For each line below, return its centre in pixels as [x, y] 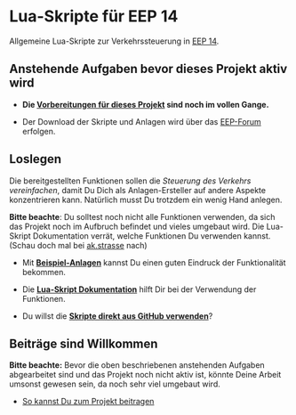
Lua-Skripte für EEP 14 [94, 16]
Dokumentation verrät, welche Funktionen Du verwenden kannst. [152, 236]
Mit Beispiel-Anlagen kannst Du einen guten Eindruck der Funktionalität [154, 262]
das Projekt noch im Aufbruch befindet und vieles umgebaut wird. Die [137, 226]
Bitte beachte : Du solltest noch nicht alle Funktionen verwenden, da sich [142, 216]
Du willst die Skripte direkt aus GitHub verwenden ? [117, 316]
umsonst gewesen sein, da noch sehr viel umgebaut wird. [115, 384]
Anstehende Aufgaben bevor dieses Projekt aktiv [148, 69]
